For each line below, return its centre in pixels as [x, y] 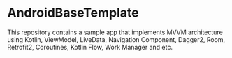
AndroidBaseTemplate [73, 13]
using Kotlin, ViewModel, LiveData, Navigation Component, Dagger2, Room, [116, 39]
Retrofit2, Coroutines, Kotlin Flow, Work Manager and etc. [90, 47]
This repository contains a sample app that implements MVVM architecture [115, 32]
